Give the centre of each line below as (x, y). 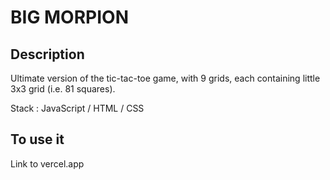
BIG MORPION (69, 17)
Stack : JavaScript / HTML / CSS (77, 108)
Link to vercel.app (47, 163)
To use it (37, 139)
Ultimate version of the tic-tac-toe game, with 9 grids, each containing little (165, 78)
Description (47, 54)
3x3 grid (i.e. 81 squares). (63, 89)
